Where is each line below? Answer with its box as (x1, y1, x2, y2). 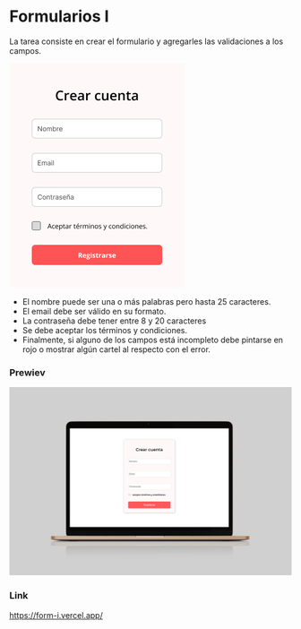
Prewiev (9, 366, 46, 378)
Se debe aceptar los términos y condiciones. (21, 324, 188, 335)
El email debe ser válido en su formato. (21, 306, 167, 316)
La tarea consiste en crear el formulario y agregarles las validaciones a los (9, 36, 284, 47)
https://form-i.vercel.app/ (9, 609, 103, 620)
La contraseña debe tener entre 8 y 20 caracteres (21, 315, 207, 326)
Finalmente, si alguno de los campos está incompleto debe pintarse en (21, 334, 284, 345)
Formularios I (9, 6, 109, 27)
